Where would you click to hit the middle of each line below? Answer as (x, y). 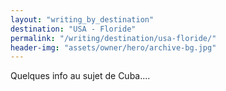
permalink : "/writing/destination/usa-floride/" (113, 38)
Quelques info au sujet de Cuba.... (80, 76)
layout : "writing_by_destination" (82, 19)
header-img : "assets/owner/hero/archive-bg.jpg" (113, 47)
